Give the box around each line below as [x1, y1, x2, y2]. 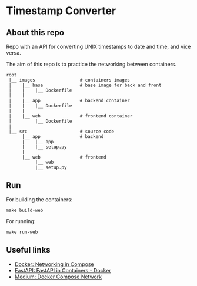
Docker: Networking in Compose [14, 260, 94, 268]
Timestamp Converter [6, 4, 116, 18]
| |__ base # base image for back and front [8, 82, 162, 88]
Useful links [6, 245, 51, 255]
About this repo [6, 28, 65, 38]
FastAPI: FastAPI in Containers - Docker [14, 267, 112, 274]
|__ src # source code [8, 129, 115, 134]
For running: [6, 217, 36, 224]
